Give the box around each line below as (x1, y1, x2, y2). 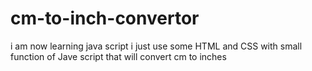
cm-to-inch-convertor (10, 7, 200, 30)
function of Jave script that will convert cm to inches (10, 50, 227, 62)
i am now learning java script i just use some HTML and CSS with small (10, 40, 303, 52)
